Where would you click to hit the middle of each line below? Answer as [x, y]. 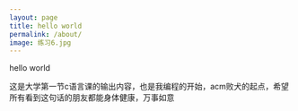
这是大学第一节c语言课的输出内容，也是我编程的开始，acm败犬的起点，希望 [149, 87]
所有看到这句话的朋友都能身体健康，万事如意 [92, 98]
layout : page [34, 17]
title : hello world [46, 26]
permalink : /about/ [46, 34]
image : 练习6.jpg [40, 43]
